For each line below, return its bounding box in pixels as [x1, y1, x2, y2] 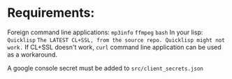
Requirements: [7, 5, 95, 21]
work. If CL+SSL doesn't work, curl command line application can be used [7, 43, 222, 51]
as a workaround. [7, 50, 58, 59]
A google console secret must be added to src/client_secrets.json [7, 64, 204, 72]
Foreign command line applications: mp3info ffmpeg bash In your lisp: [7, 28, 203, 36]
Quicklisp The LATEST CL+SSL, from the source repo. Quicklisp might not [7, 36, 225, 43]
